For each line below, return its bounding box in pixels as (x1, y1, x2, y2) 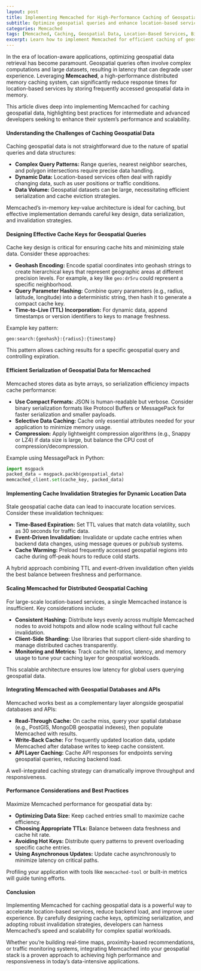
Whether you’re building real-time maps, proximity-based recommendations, (6, 939, 195, 946)
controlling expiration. (6, 353, 60, 360)
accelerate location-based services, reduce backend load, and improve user (6, 908, 194, 915)
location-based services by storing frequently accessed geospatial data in (6, 85, 190, 92)
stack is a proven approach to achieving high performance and (6, 951, 162, 959)
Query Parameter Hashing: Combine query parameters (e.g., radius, (14, 287, 185, 294)
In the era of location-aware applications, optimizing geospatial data (6, 53, 175, 60)
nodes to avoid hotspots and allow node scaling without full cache (14, 622, 178, 629)
